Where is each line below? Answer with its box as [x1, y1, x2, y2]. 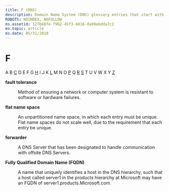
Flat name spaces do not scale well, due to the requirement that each [18, 119, 162, 125]
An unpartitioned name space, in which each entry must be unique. [18, 114, 158, 120]
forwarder [5, 134, 27, 140]
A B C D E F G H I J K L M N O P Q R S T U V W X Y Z [5, 69, 115, 75]
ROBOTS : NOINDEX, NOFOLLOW [5, 17, 62, 22]
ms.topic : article [5, 26, 44, 31]
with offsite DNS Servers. [18, 150, 71, 156]
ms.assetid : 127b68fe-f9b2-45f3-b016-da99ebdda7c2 [5, 21, 114, 27]
